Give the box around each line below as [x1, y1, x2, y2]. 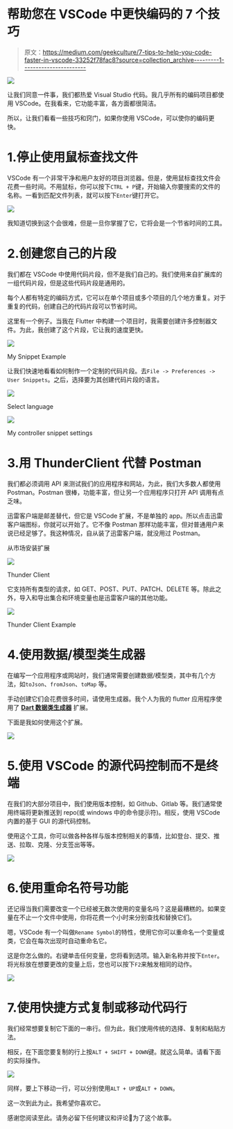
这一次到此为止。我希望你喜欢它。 [7, 1098, 105, 1107]
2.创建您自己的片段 [7, 246, 116, 262]
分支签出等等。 [55, 840, 98, 849]
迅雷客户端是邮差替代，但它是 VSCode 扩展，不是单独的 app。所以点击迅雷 [7, 511, 223, 520]
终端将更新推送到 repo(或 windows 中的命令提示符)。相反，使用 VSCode [12, 808, 221, 816]
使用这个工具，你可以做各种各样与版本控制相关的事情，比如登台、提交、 [7, 831, 214, 840]
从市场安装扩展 [7, 543, 50, 552]
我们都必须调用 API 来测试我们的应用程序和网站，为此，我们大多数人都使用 [7, 479, 221, 488]
